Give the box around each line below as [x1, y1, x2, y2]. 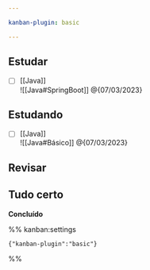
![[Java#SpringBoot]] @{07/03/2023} [19, 85, 143, 94]
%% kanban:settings [8, 224, 77, 234]
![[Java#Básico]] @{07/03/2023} [19, 138, 129, 148]
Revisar [8, 160, 47, 175]
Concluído [8, 209, 44, 218]
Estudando [8, 108, 63, 121]
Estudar [8, 55, 48, 68]
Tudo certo [8, 188, 63, 202]
